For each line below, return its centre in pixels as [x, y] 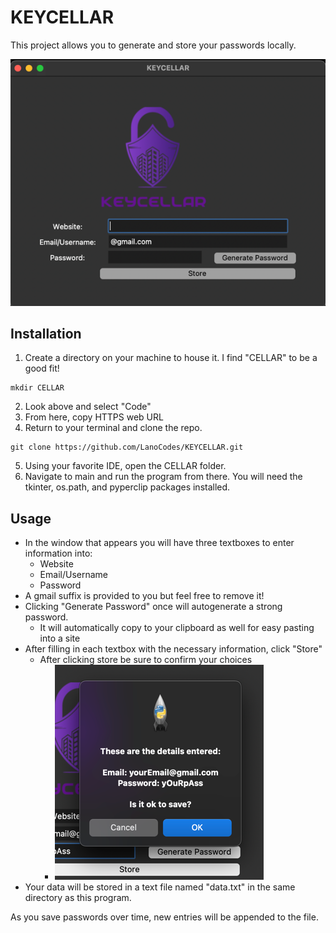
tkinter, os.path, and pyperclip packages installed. [127, 487]
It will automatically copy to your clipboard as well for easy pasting [177, 628]
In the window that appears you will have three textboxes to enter [159, 543]
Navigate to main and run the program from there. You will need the [163, 477]
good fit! [42, 368]
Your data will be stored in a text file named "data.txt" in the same [160, 887]
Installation [46, 333]
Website [56, 564]
